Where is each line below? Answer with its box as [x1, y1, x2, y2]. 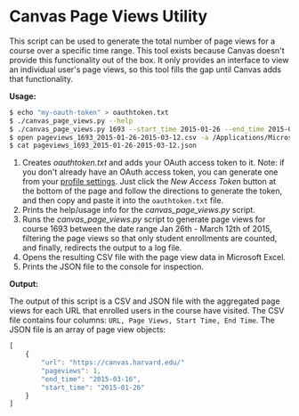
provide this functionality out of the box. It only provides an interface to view [9, 54, 289, 65]
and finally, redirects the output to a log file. [21, 242, 182, 253]
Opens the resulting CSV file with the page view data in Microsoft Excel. [21, 252, 287, 263]
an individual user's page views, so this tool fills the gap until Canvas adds [9, 64, 282, 75]
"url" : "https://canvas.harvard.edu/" [41, 358, 185, 367]
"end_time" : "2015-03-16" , [41, 374, 141, 384]
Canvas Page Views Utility [9, 6, 208, 27]
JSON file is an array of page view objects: [9, 324, 166, 335]
